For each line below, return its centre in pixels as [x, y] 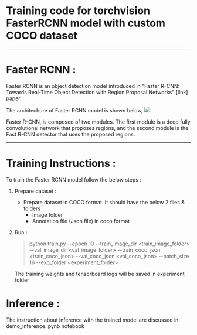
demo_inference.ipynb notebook [45, 326]
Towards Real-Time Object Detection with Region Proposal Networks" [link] [97, 92]
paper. [14, 98]
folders [32, 208]
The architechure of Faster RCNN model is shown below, [74, 110]
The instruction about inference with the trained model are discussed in [92, 320]
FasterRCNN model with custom [86, 23]
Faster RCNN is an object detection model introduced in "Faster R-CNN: [93, 86]
